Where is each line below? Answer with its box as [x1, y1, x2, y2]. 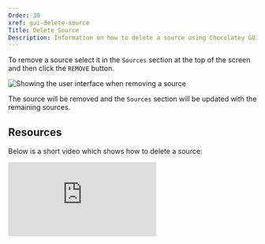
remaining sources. [8, 103, 71, 112]
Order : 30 [8, 11, 41, 20]
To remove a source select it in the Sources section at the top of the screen [8, 55, 251, 65]
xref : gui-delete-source [8, 19, 90, 27]
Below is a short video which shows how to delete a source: [8, 147, 203, 156]
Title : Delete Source [8, 26, 80, 34]
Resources [8, 126, 62, 139]
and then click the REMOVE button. [8, 64, 114, 73]
